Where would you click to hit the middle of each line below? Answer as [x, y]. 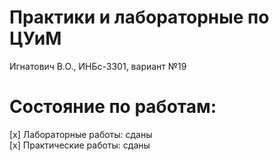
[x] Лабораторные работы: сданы [81, 134]
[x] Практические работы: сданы [80, 145]
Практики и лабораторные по [139, 17]
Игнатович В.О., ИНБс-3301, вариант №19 [98, 66]
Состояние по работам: [113, 107]
